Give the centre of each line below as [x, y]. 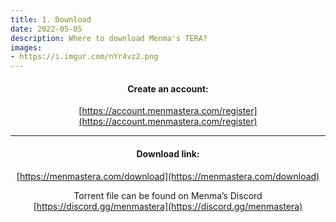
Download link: [168, 153]
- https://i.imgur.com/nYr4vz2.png [84, 57]
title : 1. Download [51, 19]
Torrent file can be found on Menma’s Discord [168, 195]
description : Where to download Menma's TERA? [109, 38]
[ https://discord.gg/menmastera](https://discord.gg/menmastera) [168, 206]
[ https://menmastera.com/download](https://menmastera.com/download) [168, 176]
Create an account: [168, 88]
